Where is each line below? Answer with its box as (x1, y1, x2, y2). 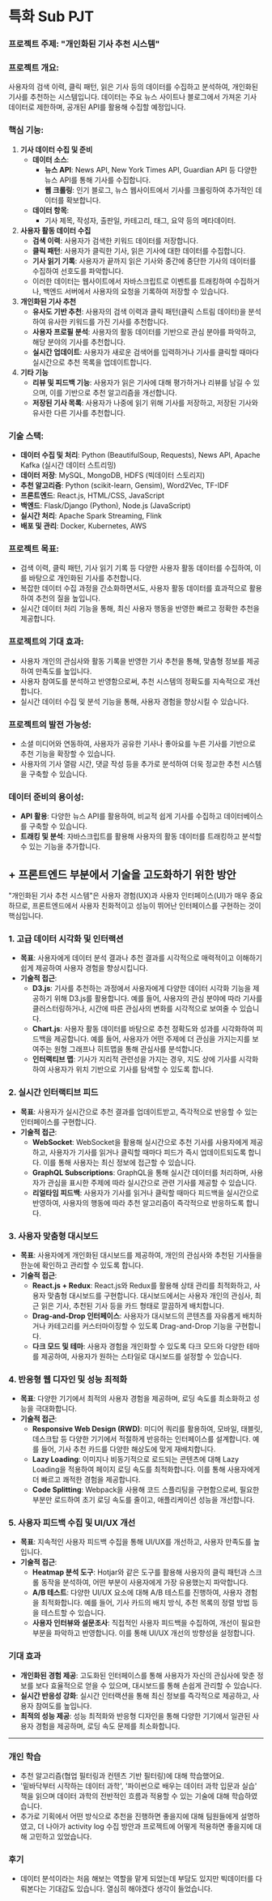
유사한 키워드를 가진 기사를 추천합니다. (47, 317, 169, 327)
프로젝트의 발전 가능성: (8, 719, 91, 730)
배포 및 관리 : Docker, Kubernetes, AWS (19, 521, 147, 531)
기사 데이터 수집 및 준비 (19, 144, 93, 154)
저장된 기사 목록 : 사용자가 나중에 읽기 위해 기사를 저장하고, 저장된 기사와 (32, 398, 259, 408)
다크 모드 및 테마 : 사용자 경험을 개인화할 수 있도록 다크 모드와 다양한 (32, 1341, 245, 1351)
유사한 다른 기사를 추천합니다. (32, 408, 125, 417)
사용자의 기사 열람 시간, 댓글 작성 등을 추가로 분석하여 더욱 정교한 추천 (19, 758, 240, 768)
